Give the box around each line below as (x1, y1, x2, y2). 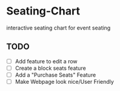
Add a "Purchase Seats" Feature (15, 71, 96, 78)
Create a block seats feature (15, 64, 86, 72)
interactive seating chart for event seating (6, 24, 111, 31)
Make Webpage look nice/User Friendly (15, 78, 114, 85)
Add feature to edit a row (15, 57, 78, 64)
